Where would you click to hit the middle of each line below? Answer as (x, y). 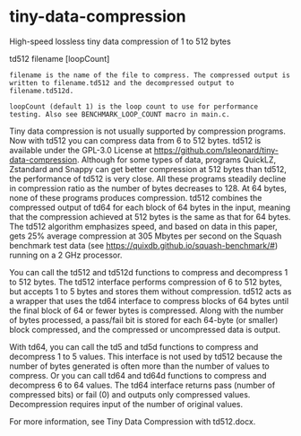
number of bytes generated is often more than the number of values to (140, 366)
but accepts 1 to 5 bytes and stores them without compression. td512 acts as (150, 291)
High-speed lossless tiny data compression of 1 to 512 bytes (120, 41)
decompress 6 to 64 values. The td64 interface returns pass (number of (142, 385)
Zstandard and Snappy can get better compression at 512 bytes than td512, (148, 169)
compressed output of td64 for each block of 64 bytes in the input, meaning (150, 207)
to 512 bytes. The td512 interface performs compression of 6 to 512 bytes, (146, 282)
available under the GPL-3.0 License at (81, 150)
